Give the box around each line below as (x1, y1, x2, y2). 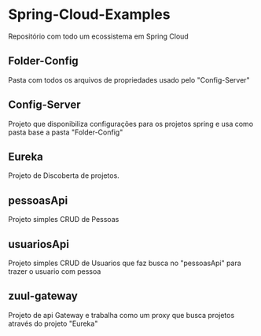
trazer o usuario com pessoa (8, 267, 101, 276)
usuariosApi (8, 238, 69, 251)
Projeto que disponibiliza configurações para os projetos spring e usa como (8, 119, 254, 128)
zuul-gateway (8, 290, 79, 303)
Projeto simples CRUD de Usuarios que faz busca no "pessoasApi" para (8, 258, 241, 268)
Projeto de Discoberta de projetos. (8, 171, 119, 180)
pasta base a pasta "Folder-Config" (8, 127, 123, 137)
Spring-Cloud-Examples (8, 6, 171, 24)
